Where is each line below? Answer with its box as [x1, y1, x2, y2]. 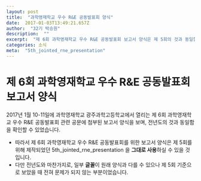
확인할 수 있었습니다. [12, 126, 61, 133]
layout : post [6, 8, 39, 15]
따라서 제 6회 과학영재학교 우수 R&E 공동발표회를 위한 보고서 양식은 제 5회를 [14, 139, 193, 146]
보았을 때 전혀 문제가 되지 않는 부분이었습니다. [21, 168, 129, 176]
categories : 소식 [6, 42, 47, 48]
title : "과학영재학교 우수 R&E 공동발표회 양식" [6, 14, 114, 20]
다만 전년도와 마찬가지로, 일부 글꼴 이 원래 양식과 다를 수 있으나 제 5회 [14, 161, 176, 168]
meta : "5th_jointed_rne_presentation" [6, 48, 106, 54]
